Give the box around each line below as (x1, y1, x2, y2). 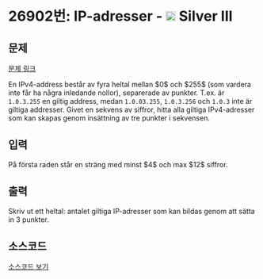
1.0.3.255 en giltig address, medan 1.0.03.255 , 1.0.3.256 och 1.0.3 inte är (8, 97, 253, 105)
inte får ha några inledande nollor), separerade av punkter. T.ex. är (8, 88, 225, 97)
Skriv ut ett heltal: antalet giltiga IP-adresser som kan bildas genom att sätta (8, 206, 255, 216)
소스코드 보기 (8, 262, 49, 272)
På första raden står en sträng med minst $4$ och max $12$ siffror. (8, 159, 228, 169)
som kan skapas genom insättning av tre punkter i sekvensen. (8, 113, 210, 123)
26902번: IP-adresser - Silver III (8, 7, 233, 25)
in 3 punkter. (8, 215, 50, 224)
